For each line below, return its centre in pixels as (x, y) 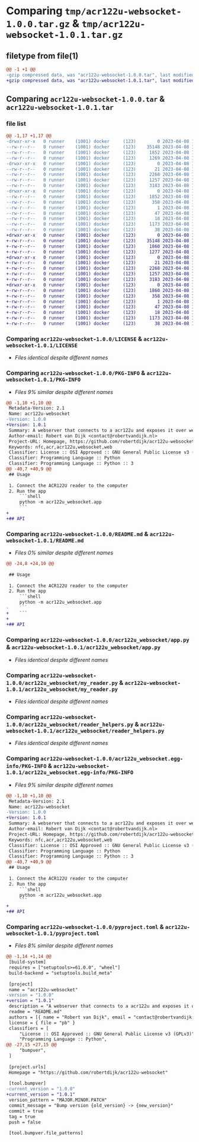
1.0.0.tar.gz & (43, 23)
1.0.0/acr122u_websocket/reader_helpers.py (70, 725)
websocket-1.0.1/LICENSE (42, 345)
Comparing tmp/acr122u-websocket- (94, 11)
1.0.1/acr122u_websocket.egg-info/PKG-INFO (70, 773)
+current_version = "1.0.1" (41, 1095)
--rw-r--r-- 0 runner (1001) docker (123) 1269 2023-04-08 (98, 158)
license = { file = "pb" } (42, 1023)
